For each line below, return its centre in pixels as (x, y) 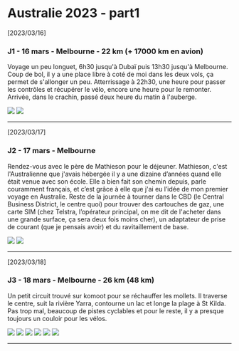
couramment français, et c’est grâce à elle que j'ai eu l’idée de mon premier (118, 189)
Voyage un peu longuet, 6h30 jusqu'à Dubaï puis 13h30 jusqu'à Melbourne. (118, 67)
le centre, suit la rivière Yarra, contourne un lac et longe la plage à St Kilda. (117, 303)
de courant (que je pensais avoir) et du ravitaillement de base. (98, 226)
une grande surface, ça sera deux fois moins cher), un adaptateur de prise (117, 219)
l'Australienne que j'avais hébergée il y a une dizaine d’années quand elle (115, 174)
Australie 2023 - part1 (74, 13)
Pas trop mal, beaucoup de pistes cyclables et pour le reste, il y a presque (116, 310)
